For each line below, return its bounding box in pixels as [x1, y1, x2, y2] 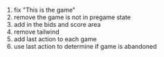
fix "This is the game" [13, 6, 76, 14]
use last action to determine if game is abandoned [13, 43, 157, 50]
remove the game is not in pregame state [13, 13, 131, 21]
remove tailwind [13, 27, 60, 36]
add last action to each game [13, 35, 97, 43]
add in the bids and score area [13, 21, 101, 28]
